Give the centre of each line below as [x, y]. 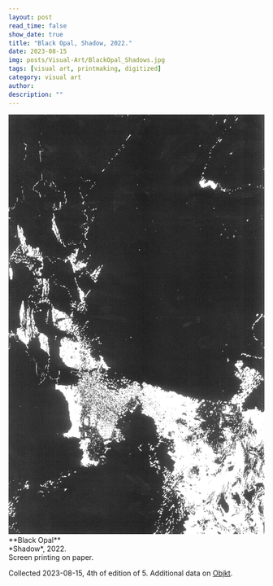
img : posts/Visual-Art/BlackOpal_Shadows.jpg [87, 60]
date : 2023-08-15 [38, 52]
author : [22, 85]
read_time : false [38, 26]
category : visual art [45, 77]
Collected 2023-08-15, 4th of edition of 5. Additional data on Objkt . [121, 573]
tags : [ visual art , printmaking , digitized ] [85, 69]
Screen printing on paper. [51, 558]
